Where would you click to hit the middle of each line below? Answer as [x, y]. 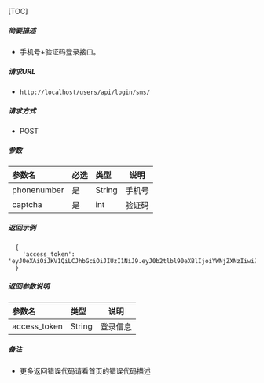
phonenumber [38, 190]
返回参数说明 [29, 286]
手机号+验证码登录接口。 [60, 51]
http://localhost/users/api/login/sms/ [85, 92]
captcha [27, 204]
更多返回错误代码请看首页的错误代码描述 [85, 370]
